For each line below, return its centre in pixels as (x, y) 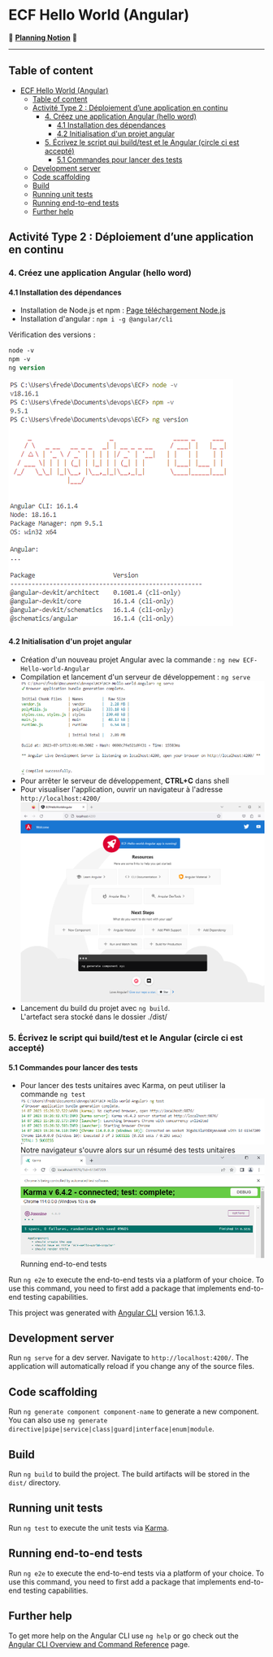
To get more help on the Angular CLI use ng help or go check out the (123, 1635)
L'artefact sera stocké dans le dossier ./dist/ (94, 1017)
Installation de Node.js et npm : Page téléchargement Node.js (123, 310)
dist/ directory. (35, 1483)
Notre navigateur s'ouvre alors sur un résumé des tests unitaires (128, 1150)
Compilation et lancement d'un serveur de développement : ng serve (135, 677)
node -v (22, 351)
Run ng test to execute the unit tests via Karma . (89, 1528)
